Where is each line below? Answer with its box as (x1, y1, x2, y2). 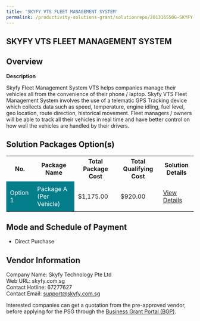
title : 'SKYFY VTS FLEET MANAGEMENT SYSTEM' (6, 8, 118, 15)
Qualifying (123, 165, 154, 173)
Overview (6, 57, 43, 67)
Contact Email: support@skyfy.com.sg (6, 290, 101, 297)
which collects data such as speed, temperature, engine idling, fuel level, (6, 103, 185, 110)
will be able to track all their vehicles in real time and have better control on (6, 116, 190, 123)
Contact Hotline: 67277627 (6, 284, 73, 291)
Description (6, 72, 36, 79)
